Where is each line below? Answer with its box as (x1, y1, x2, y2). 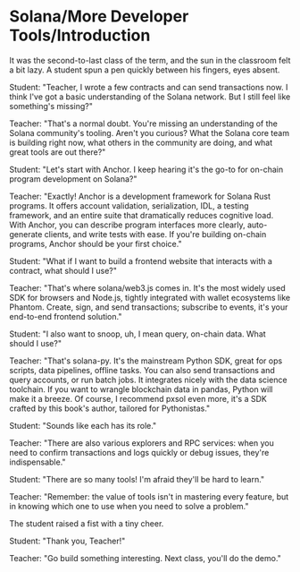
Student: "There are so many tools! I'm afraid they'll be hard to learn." (9, 474, 265, 484)
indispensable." (9, 457, 66, 467)
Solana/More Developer (9, 6, 189, 27)
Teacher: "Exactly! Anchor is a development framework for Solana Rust (9, 191, 271, 201)
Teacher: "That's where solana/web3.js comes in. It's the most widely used (9, 282, 286, 293)
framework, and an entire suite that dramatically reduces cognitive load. (9, 209, 274, 220)
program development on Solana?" (9, 173, 137, 184)
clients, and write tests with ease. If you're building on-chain (44, 228, 267, 239)
